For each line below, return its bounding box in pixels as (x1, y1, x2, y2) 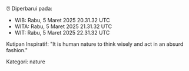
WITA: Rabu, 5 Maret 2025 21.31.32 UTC (14, 23, 112, 30)
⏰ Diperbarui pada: (6, 5, 53, 12)
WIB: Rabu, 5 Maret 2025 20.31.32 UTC (14, 17, 110, 23)
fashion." (6, 47, 28, 53)
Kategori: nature (6, 58, 45, 65)
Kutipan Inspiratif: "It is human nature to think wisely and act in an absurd (6, 40, 184, 48)
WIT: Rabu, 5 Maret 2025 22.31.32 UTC (14, 29, 110, 36)
